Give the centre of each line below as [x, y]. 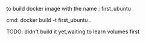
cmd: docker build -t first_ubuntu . [49, 20]
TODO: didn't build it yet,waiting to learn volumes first [73, 31]
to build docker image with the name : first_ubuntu [69, 9]
